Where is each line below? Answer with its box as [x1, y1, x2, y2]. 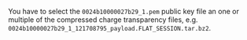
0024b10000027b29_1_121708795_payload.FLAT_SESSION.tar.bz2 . [8, 24, 212, 32]
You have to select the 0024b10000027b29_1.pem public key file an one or [8, 7, 240, 16]
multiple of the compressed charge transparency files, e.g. [8, 15, 198, 24]
